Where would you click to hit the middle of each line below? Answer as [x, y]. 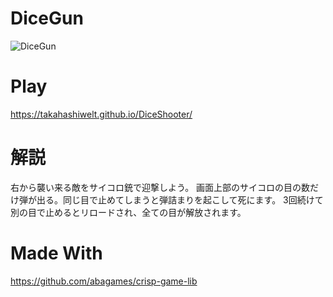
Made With [56, 253]
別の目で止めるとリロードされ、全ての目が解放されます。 [128, 212]
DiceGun [47, 18]
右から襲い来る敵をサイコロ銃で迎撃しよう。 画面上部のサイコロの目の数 [160, 187]
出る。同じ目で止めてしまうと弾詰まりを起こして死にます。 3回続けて [180, 199]
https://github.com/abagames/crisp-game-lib [104, 281]
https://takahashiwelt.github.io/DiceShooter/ [101, 114]
